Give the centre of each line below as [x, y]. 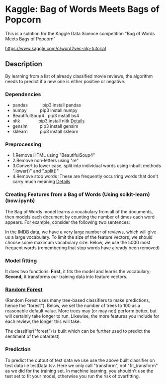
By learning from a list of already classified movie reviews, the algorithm [79, 76]
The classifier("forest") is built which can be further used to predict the [78, 331]
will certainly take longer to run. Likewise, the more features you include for [82, 316]
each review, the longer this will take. [43, 321]
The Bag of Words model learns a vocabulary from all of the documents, [79, 211]
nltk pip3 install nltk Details [48, 121]
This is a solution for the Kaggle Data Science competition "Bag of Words [80, 33]
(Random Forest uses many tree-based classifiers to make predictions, [78, 300]
